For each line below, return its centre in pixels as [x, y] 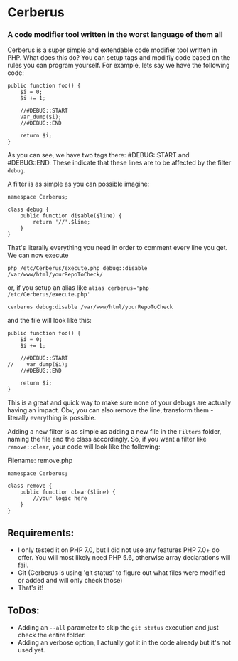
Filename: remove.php [40, 461]
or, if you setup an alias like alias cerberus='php [78, 288]
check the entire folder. [52, 635]
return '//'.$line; [62, 222]
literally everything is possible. [52, 418]
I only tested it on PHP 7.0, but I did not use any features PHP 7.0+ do [119, 550]
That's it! [31, 588]
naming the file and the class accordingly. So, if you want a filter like [107, 439]
